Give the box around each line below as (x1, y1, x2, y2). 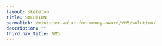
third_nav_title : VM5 (6, 31, 60, 37)
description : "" (6, 25, 47, 32)
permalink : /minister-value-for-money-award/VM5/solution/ (6, 20, 157, 26)
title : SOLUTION (6, 14, 47, 20)
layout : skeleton (6, 8, 50, 15)
